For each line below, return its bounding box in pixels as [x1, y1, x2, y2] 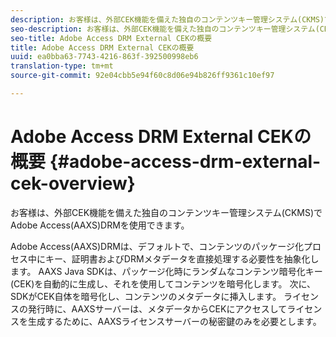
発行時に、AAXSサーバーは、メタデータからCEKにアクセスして [27, 302, 288, 315]
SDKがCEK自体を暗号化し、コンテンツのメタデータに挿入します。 [10, 290, 282, 302]
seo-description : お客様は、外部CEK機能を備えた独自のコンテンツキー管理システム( [10, 24, 320, 34]
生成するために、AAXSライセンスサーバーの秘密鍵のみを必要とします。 [27, 315, 322, 327]
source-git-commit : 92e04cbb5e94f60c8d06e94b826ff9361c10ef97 [10, 71, 275, 81]
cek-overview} [10, 172, 136, 195]
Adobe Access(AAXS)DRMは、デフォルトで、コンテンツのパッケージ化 [10, 240, 304, 252]
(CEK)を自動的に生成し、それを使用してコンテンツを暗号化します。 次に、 [10, 277, 316, 290]
